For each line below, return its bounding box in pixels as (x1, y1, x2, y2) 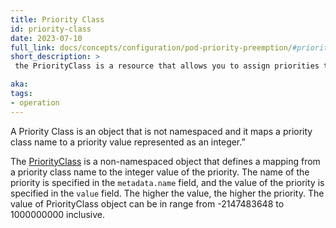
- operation (10, 97, 60, 108)
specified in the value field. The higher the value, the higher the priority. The (10, 187, 325, 199)
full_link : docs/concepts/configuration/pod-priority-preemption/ (10, 42, 293, 53)
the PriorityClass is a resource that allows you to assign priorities (14, 61, 320, 71)
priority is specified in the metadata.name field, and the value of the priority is (10, 176, 325, 188)
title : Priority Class (10, 14, 105, 25)
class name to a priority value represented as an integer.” (10, 136, 246, 148)
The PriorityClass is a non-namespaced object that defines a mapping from (10, 155, 321, 167)
